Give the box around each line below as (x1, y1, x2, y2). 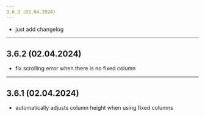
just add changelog (15, 25, 64, 33)
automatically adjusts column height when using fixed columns (15, 104, 174, 112)
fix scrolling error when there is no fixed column (15, 65, 136, 72)
